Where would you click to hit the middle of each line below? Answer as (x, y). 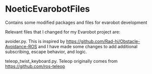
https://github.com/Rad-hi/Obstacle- (103, 41)
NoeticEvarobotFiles (48, 9)
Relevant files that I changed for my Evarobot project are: (63, 32)
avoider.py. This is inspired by (35, 41)
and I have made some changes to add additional (88, 46)
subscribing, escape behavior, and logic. (46, 52)
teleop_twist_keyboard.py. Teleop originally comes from (61, 61)
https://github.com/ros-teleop (35, 66)
